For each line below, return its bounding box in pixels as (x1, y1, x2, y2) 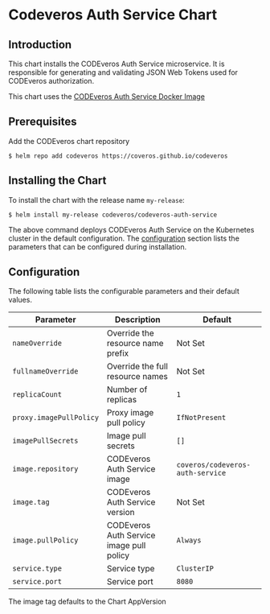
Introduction (8, 38, 72, 52)
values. (8, 295, 32, 305)
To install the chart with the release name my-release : (8, 195, 185, 204)
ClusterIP (176, 564, 215, 573)
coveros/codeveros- (176, 460, 252, 470)
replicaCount (12, 390, 63, 399)
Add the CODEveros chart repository (8, 136, 130, 146)
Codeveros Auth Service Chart (8, 6, 218, 24)
